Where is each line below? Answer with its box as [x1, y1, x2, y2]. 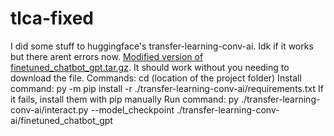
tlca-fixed [10, 7, 94, 30]
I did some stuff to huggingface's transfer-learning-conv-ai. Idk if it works [10, 40, 314, 52]
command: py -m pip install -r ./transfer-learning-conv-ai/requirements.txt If [10, 82, 324, 94]
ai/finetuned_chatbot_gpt [10, 114, 113, 126]
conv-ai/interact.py [10, 103, 89, 116]
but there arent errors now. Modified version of [10, 50, 204, 62]
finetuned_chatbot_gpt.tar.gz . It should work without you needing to [10, 61, 290, 73]
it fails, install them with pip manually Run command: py [10, 93, 239, 105]
